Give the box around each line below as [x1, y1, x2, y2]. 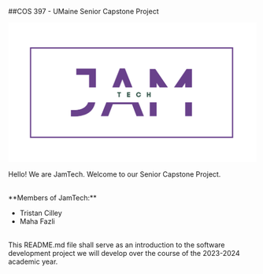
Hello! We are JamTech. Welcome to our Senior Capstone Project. [8, 169, 221, 179]
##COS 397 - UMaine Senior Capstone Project [8, 7, 159, 16]
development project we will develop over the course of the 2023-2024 [8, 248, 240, 258]
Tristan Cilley [19, 208, 63, 217]
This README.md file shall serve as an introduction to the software [8, 239, 226, 250]
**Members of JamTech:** [8, 192, 97, 203]
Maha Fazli [19, 216, 55, 226]
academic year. [8, 257, 58, 266]
